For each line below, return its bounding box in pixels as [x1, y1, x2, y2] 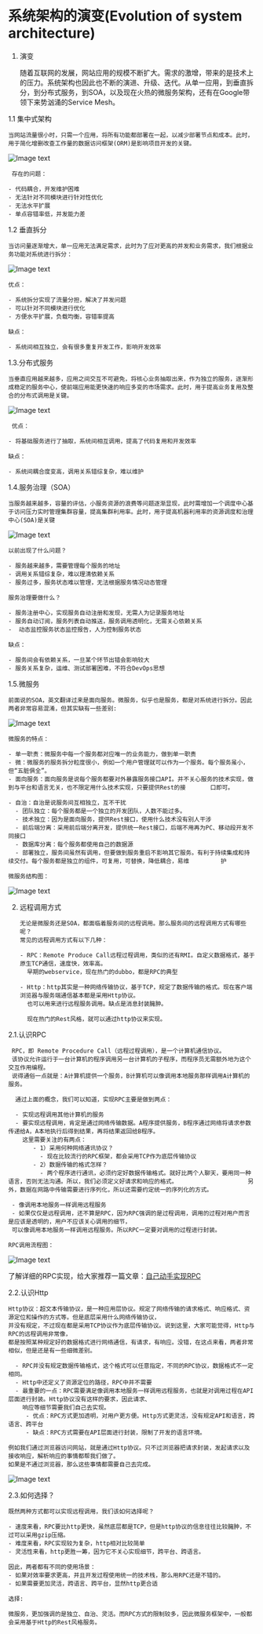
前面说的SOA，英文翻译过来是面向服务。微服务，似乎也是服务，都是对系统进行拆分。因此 [8, 696, 253, 704]
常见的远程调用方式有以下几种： [19, 936, 108, 944]
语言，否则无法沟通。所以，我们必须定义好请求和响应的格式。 [8, 1177, 178, 1185]
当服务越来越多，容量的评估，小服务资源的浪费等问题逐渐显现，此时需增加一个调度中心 [8, 499, 248, 507]
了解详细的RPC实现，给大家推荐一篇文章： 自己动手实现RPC [8, 1271, 202, 1280]
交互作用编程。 [8, 1063, 49, 1071]
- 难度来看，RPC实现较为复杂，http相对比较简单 [8, 1539, 145, 1547]
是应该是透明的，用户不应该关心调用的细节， [8, 1217, 131, 1225]
